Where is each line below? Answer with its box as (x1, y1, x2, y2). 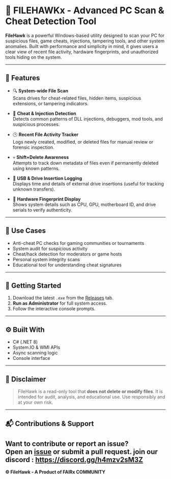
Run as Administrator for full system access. (12, 300, 107, 306)
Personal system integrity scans (12, 256, 80, 262)
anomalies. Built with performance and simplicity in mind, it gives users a (5, 43, 158, 49)
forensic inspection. (12, 144, 54, 150)
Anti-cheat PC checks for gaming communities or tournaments (12, 240, 145, 246)
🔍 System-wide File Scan (12, 87, 69, 94)
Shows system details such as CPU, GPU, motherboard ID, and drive (12, 201, 156, 208)
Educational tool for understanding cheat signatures (12, 262, 122, 268)
